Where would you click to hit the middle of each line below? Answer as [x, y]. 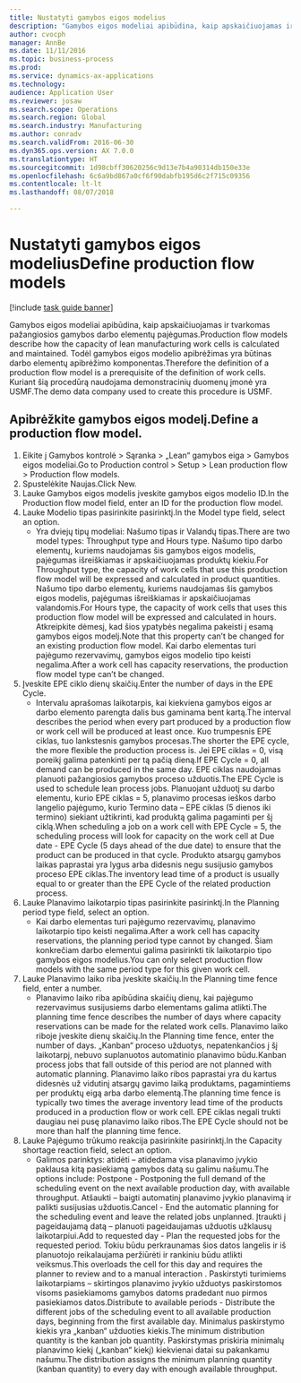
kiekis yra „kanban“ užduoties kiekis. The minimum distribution [150, 1330]
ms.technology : [38, 84]
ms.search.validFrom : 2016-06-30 [72, 142]
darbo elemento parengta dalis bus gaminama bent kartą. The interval [163, 712]
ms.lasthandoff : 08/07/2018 [62, 193]
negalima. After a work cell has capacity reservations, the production [162, 665]
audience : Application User [62, 92]
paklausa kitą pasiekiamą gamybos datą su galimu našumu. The [152, 1169]
